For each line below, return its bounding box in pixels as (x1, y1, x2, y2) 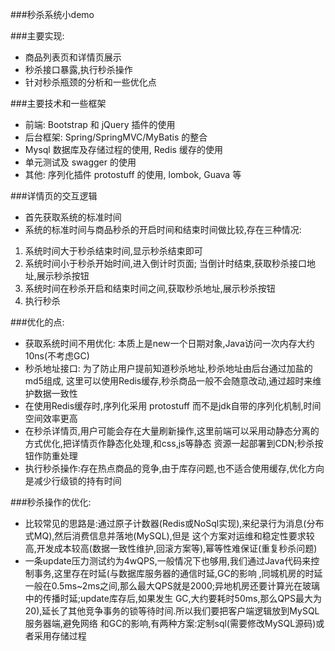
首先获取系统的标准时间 (24, 211, 122, 223)
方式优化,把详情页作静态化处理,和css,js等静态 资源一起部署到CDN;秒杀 (24, 438, 315, 449)
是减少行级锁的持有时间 (24, 475, 122, 487)
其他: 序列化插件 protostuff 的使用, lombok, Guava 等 (24, 169, 242, 180)
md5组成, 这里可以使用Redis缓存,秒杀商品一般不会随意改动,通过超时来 (24, 375, 313, 387)
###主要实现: (10, 30, 65, 42)
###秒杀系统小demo (10, 9, 95, 20)
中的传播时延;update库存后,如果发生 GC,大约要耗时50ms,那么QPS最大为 (24, 593, 323, 604)
